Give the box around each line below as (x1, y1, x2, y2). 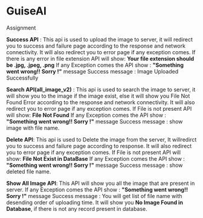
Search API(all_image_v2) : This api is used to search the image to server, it (6, 86, 196, 93)
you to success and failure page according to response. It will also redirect (6, 142, 192, 149)
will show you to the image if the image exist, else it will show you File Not (6, 92, 190, 99)
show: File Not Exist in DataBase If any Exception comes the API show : (6, 155, 185, 162)
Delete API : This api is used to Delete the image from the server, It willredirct (6, 135, 197, 143)
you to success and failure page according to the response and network (6, 42, 186, 49)
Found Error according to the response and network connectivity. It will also (6, 98, 195, 106)
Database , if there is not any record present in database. (6, 205, 148, 212)
